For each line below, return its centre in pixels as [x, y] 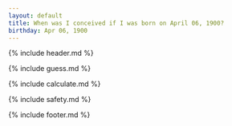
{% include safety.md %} [50, 100]
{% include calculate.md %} [55, 84]
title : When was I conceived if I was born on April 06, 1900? [116, 23]
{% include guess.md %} [49, 69]
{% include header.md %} [51, 53]
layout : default [35, 16]
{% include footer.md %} [49, 115]
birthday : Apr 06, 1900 [48, 30]
